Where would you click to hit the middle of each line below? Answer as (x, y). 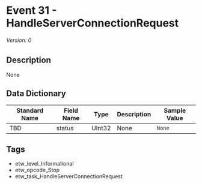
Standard (30, 110)
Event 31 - (32, 10)
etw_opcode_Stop (37, 170)
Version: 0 (19, 40)
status (65, 128)
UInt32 (101, 128)
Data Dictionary (36, 94)
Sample (175, 110)
